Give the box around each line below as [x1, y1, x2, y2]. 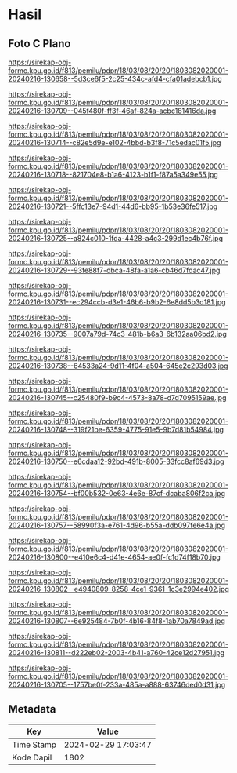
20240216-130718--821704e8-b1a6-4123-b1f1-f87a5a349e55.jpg [8, 170, 219, 179]
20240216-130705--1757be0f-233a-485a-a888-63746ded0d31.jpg [8, 680, 226, 689]
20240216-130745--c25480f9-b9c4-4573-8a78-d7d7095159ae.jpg [8, 393, 227, 402]
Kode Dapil [12, 752, 52, 763]
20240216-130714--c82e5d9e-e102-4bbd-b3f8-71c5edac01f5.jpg [8, 138, 221, 147]
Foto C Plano [8, 37, 71, 50]
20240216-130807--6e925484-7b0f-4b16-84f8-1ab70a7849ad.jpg [8, 616, 225, 625]
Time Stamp [12, 739, 57, 750]
